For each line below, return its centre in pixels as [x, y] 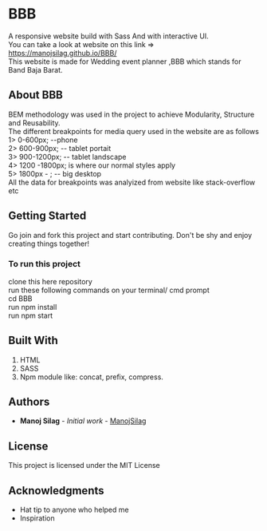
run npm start [31, 315]
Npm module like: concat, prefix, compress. [91, 377]
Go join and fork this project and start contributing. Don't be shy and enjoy [130, 235]
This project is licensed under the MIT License [84, 466]
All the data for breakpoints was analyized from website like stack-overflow [132, 182]
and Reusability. [35, 123]
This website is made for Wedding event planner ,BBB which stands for [125, 61]
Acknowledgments [57, 491]
